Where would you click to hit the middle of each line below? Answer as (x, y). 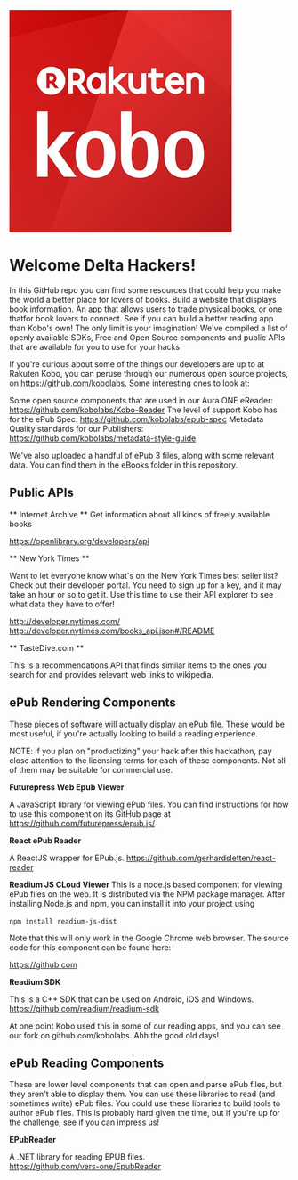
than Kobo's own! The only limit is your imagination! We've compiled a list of (149, 328)
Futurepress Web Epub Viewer (67, 787)
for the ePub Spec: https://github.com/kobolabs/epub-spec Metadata (137, 419)
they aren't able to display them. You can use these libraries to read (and (142, 1094)
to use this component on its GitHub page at (90, 814)
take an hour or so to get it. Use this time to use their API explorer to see (141, 594)
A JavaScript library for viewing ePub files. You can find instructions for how (149, 804)
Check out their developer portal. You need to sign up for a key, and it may (145, 585)
